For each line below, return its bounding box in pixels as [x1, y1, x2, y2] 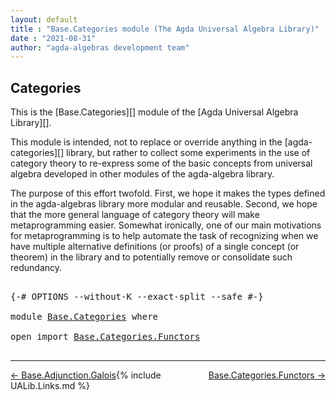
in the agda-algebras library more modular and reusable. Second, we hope [10, 198, 318, 210]
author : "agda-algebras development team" [10, 42, 190, 53]
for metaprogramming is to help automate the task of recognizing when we [10, 230, 319, 242]
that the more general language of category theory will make [10, 209, 260, 221]
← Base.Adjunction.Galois [10, 369, 117, 381]
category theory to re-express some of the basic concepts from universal [10, 157, 313, 170]
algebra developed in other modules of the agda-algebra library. [10, 168, 275, 180]
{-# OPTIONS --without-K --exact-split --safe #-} [10, 291, 264, 303]
